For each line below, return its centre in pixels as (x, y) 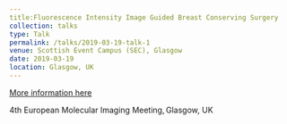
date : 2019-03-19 (42, 59)
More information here (51, 92)
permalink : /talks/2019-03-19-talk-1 (80, 42)
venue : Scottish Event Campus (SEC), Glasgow (96, 51)
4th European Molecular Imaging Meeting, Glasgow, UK (111, 110)
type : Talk (30, 34)
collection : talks (43, 26)
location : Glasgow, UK (52, 68)
